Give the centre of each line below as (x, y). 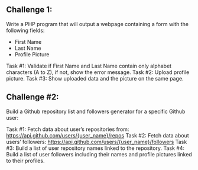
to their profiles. (25, 161)
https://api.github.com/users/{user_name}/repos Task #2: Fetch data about (98, 135)
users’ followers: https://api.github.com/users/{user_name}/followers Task (97, 142)
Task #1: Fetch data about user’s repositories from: (68, 129)
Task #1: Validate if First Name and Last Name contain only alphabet (89, 66)
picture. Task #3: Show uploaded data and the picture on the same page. (95, 78)
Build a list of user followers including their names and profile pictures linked (99, 154)
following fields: (25, 30)
